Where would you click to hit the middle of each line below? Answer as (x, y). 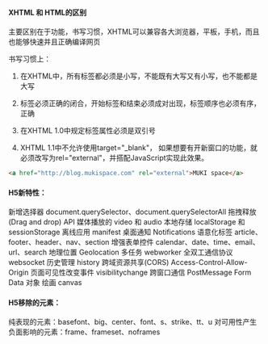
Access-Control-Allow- (209, 262)
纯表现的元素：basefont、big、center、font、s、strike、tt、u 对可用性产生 (133, 322)
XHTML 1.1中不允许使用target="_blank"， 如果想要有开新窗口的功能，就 (139, 148)
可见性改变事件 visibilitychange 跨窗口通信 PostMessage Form (148, 273)
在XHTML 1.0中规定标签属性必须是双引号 (88, 131)
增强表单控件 (132, 242)
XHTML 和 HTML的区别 (48, 12)
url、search (28, 252)
